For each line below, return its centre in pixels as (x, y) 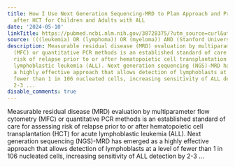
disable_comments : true (42, 92)
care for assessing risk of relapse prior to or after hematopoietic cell (105, 126)
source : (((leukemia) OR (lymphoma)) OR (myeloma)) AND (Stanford (106, 40)
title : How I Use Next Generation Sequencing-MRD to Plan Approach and (114, 14)
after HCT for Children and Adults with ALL (79, 20)
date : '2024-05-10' (36, 27)
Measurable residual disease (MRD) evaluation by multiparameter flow (108, 112)
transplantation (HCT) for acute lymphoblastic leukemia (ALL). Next (104, 134)
